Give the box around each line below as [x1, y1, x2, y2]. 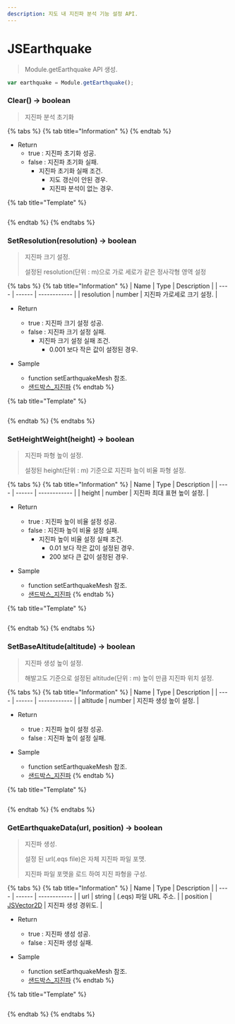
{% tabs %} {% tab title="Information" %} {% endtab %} [7, 126, 171, 135]
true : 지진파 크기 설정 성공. [28, 319, 104, 327]
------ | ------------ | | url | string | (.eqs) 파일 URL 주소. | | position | [15, 892, 212, 900]
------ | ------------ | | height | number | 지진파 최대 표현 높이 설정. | [15, 488, 209, 498]
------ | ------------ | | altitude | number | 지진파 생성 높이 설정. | [15, 696, 199, 704]
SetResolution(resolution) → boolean [7, 236, 137, 246]
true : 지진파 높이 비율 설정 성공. [28, 517, 117, 526]
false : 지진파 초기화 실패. [28, 157, 99, 166]
